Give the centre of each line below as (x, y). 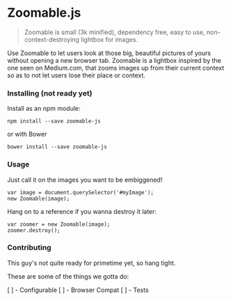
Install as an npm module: (44, 109)
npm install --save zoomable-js (54, 121)
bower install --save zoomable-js (57, 147)
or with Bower (27, 134)
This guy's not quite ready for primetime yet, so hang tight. (91, 263)
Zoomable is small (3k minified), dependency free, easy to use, (114, 32)
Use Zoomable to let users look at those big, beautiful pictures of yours (109, 53)
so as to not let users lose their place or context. (77, 75)
